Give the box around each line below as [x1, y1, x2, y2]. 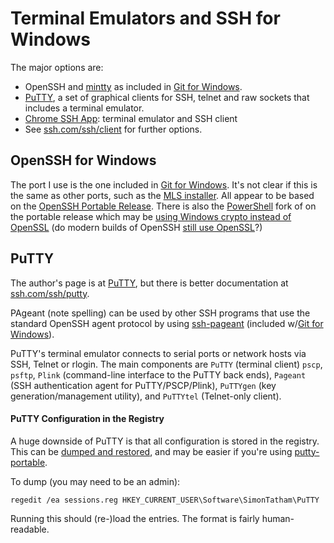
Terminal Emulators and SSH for [10, 7, 281, 30]
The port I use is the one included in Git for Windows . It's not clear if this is [10, 178, 318, 191]
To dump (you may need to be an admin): [10, 475, 181, 487]
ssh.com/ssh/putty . [10, 287, 90, 299]
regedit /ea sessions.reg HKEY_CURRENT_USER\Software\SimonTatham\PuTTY [10, 495, 320, 505]
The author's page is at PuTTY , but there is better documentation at [10, 277, 289, 289]
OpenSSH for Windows [10, 152, 157, 169]
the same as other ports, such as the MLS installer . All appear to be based [10, 189, 315, 201]
